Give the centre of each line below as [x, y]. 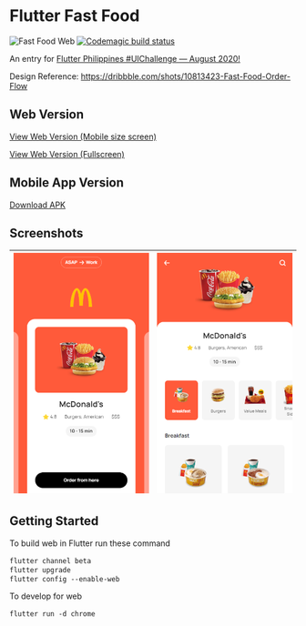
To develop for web [46, 596]
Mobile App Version [67, 183]
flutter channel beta [51, 560]
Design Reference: [44, 76]
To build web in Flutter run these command [90, 543]
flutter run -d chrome [52, 614]
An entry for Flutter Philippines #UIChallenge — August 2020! [125, 58]
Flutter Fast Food [75, 16]
